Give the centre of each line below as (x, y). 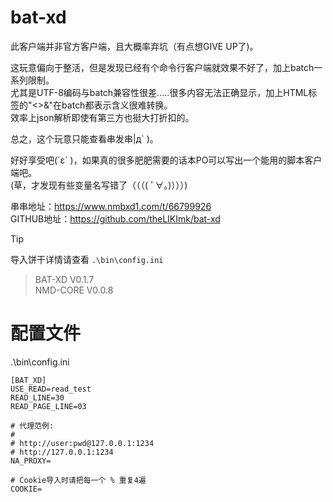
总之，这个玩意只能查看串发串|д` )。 (84, 138)
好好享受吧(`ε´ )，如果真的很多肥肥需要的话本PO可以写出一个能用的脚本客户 (166, 160)
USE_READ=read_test (51, 389)
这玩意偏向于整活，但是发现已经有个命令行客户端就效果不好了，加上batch (162, 67)
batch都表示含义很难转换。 (117, 105)
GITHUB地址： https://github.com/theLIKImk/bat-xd (115, 218)
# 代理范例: (32, 426)
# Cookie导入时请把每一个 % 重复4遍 (78, 480)
